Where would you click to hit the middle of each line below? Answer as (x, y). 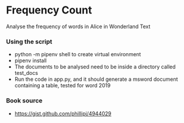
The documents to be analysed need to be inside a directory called (95, 67)
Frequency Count (49, 10)
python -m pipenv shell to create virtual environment (78, 54)
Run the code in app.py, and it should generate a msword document (96, 79)
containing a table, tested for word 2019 (63, 86)
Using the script (29, 42)
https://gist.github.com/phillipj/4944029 (63, 113)
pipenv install (30, 61)
